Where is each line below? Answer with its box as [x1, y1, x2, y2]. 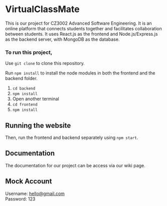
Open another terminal [12, 96, 59, 102]
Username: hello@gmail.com [5, 190, 65, 196]
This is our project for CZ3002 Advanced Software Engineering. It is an [5, 20, 152, 26]
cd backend [12, 86, 36, 91]
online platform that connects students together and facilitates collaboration [5, 25, 162, 31]
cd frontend [12, 102, 38, 107]
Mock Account [5, 177, 52, 186]
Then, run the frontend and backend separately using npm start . [5, 134, 138, 141]
